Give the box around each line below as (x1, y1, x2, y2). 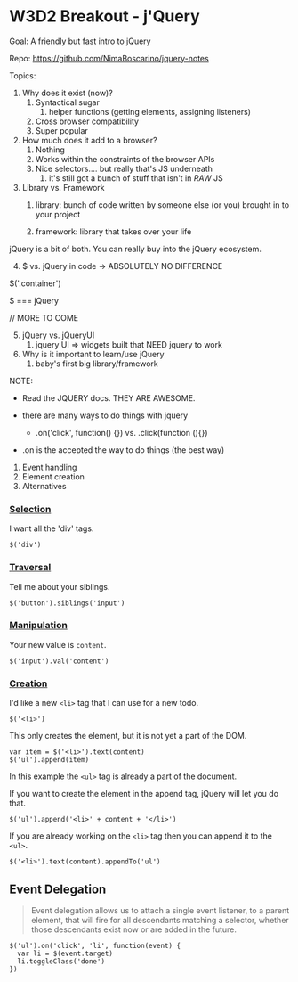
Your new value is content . (9, 639, 107, 650)
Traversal (9, 561, 52, 574)
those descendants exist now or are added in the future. (30, 924, 238, 935)
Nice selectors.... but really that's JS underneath (35, 163, 213, 174)
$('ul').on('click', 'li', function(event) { (9, 941, 181, 950)
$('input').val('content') (9, 657, 109, 666)
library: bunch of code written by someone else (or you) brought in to (35, 199, 290, 210)
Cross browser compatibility (35, 116, 140, 127)
